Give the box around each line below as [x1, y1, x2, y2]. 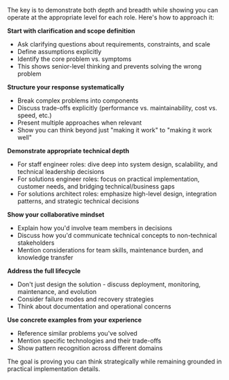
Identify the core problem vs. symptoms [17, 55, 132, 63]
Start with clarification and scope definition [7, 27, 135, 35]
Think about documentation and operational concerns [17, 302, 171, 311]
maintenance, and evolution [17, 288, 97, 295]
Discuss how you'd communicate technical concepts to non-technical [17, 232, 217, 239]
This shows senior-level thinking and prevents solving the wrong [17, 62, 202, 70]
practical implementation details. [7, 365, 101, 373]
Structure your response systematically [7, 83, 125, 91]
